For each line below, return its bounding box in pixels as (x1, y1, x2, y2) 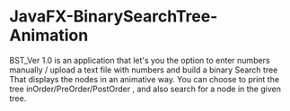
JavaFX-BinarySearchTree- (9, 6, 218, 27)
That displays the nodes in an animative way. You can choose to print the (9, 73, 280, 84)
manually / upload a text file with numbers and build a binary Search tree (9, 64, 278, 75)
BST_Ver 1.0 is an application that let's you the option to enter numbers (9, 55, 271, 65)
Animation (9, 25, 89, 46)
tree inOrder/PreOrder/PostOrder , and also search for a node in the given (9, 83, 281, 94)
